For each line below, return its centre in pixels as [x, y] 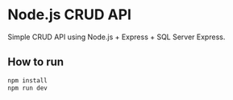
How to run [36, 62]
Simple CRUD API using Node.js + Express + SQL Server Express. [116, 37]
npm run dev [27, 88]
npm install [27, 80]
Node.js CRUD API [70, 15]
